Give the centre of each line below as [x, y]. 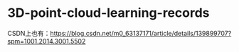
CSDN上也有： [29, 33]
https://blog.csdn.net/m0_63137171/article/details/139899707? [140, 33]
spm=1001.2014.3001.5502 [47, 41]
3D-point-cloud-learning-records [108, 13]
